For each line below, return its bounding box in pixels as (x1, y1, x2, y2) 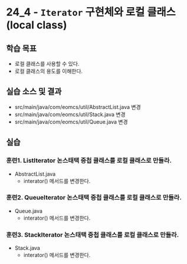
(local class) (6, 18, 67, 32)
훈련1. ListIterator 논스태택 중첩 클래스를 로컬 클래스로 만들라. (6, 156, 172, 165)
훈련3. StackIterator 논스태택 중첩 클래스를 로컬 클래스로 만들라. (6, 230, 179, 239)
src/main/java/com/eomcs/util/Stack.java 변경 (14, 111, 126, 118)
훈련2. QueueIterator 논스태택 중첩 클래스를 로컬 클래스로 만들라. (6, 194, 182, 202)
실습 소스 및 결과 (6, 86, 62, 96)
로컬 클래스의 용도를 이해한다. (14, 67, 83, 75)
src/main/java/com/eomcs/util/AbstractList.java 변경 (14, 103, 141, 110)
